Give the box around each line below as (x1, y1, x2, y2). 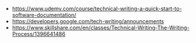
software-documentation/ (12, 11, 77, 19)
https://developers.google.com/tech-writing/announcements (12, 18, 164, 24)
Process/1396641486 (12, 30, 66, 38)
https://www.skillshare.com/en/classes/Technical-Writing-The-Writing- (12, 24, 190, 31)
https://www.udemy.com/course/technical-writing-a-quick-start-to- (12, 5, 182, 12)
